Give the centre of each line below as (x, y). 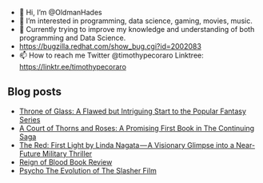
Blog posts (34, 92)
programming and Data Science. (72, 38)
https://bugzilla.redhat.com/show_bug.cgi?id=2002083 (110, 46)
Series (30, 119)
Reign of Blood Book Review (66, 162)
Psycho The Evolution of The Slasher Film (88, 170)
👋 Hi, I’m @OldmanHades (60, 12)
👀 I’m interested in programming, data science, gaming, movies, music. (135, 21)
